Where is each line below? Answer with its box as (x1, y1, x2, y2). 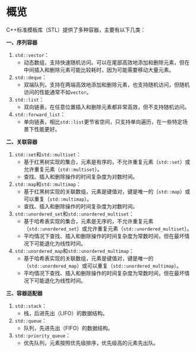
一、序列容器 (6, 39, 37, 46)
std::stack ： (14, 302, 47, 309)
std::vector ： (14, 51, 50, 58)
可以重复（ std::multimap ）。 (23, 195, 92, 202)
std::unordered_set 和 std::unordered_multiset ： (14, 210, 134, 217)
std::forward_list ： (14, 110, 66, 118)
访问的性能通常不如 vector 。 (23, 88, 92, 96)
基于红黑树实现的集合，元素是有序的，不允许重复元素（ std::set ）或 (23, 158, 191, 165)
